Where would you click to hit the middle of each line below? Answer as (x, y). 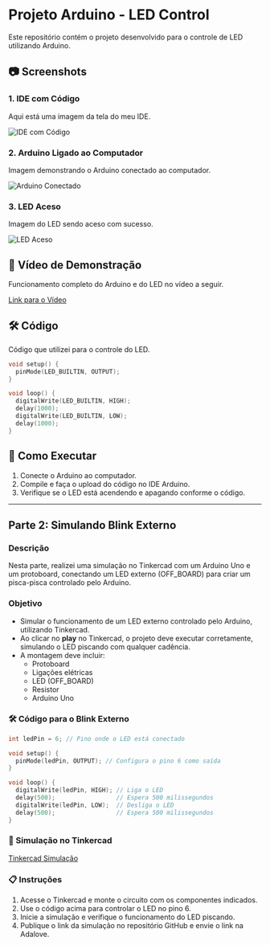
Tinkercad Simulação (43, 858)
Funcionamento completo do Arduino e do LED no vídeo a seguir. (116, 284)
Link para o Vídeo (37, 300)
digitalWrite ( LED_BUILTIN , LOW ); (72, 416)
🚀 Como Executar (53, 456)
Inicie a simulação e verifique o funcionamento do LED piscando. (127, 917)
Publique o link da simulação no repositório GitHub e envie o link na (131, 926)
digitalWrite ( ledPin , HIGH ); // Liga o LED (89, 790)
